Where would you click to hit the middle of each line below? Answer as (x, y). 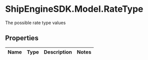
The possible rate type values (36, 23)
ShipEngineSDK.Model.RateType (74, 9)
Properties (22, 38)
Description (58, 52)
